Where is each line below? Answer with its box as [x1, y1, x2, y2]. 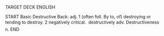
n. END [5, 27, 20, 32]
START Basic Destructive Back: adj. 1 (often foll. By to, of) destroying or [5, 14, 151, 19]
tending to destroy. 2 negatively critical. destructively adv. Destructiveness [5, 19, 160, 25]
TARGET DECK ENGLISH [5, 4, 56, 10]
